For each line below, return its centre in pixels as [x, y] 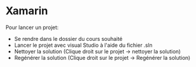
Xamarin [27, 11]
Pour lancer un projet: [32, 27]
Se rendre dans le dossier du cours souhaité [68, 39]
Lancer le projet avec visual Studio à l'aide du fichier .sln [83, 45]
